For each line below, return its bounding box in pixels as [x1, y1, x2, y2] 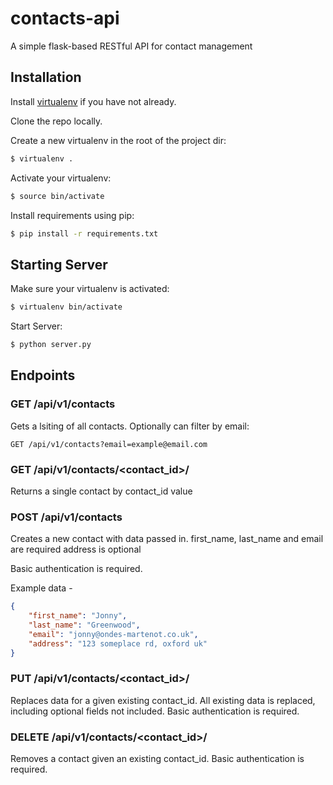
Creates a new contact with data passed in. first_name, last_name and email [10, 533, 324, 545]
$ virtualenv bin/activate [10, 302, 123, 312]
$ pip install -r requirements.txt [10, 228, 159, 239]
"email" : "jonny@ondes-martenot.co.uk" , [28, 629, 199, 639]
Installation [10, 69, 82, 86]
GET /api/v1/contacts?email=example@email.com [10, 439, 208, 449]
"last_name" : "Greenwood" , [28, 620, 141, 630]
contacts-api [10, 7, 120, 30]
